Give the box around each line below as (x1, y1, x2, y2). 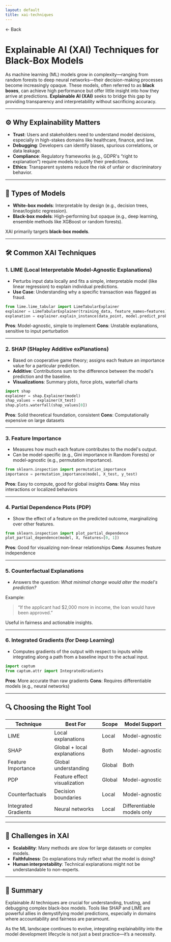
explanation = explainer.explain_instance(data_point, (5, 313, 124, 318)
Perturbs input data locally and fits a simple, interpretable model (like (12, 278, 158, 284)
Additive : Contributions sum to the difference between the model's (12, 368, 154, 374)
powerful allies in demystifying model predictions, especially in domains (5, 910, 156, 917)
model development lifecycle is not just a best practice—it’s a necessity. (5, 931, 156, 937)
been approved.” (17, 609, 53, 615)
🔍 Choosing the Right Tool (5, 703, 91, 712)
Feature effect (54, 773, 88, 780)
